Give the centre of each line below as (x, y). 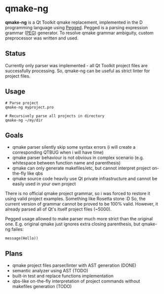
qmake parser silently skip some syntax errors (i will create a (74, 147)
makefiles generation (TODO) (42, 287)
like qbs (35, 173)
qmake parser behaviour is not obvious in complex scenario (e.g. (78, 158)
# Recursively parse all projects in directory (55, 116)
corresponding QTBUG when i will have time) (58, 152)
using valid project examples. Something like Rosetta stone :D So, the (75, 199)
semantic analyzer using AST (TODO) (50, 271)
